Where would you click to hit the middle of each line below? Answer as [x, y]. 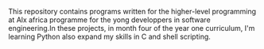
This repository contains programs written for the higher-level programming [132, 11]
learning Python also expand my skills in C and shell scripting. [109, 36]
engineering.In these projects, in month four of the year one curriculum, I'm [132, 28]
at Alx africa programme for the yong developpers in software [109, 20]
